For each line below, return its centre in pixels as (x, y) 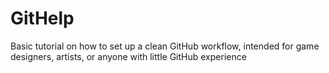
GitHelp (42, 18)
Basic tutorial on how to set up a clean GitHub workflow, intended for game (165, 46)
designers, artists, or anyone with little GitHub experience (128, 56)
